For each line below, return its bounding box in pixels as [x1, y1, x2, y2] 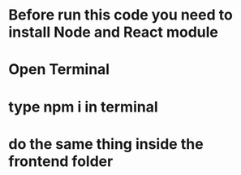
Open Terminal [8, 60, 110, 79]
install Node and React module [8, 23, 219, 42]
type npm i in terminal [8, 98, 158, 116]
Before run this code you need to [8, 6, 233, 24]
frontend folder [8, 152, 114, 170]
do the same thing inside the [8, 134, 204, 153]
